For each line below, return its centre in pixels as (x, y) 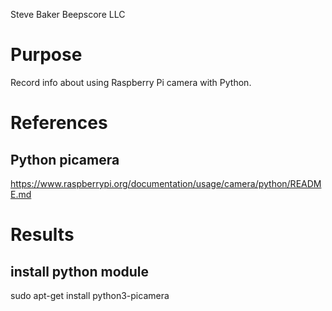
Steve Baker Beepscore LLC (68, 14)
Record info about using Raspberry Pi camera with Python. (131, 82)
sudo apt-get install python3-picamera (90, 295)
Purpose (46, 55)
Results (42, 235)
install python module (80, 271)
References (59, 123)
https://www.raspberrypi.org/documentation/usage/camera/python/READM (166, 183)
